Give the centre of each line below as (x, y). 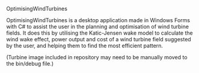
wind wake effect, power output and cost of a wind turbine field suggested (99, 39)
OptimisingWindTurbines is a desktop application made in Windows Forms (98, 20)
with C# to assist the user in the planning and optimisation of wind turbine (98, 27)
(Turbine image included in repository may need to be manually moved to (97, 57)
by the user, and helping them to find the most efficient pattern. (85, 45)
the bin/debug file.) (30, 63)
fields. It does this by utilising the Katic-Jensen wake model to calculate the (100, 33)
